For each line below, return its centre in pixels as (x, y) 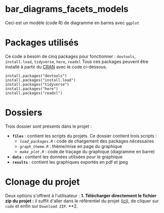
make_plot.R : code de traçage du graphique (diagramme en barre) (87, 151)
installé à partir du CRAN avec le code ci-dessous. (56, 67)
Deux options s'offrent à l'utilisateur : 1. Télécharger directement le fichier (81, 195)
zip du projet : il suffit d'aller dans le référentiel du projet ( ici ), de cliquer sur (82, 201)
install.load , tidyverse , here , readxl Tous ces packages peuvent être (77, 61)
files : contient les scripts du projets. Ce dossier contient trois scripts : (84, 136)
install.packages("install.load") (41, 80)
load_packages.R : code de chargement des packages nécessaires (87, 141)
